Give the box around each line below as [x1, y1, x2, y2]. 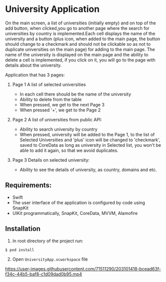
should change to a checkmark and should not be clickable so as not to [5, 41, 151, 47]
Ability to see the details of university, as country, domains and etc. [19, 167, 157, 173]
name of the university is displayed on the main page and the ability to [5, 51, 149, 58]
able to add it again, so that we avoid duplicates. [19, 147, 119, 153]
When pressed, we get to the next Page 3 [19, 101, 105, 107]
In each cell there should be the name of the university [19, 91, 131, 97]
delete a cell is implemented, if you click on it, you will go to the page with [5, 57, 156, 63]
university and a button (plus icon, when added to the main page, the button [5, 36, 161, 42]
